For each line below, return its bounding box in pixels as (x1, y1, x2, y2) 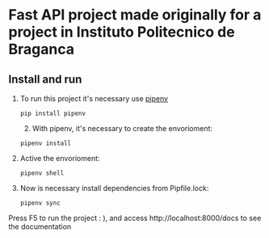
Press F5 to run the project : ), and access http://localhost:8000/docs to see (8, 213, 262, 223)
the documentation (8, 222, 72, 232)
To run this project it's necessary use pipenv (19, 94, 168, 103)
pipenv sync (19, 199, 61, 207)
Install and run (8, 72, 82, 86)
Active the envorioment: (19, 154, 100, 163)
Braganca (8, 40, 75, 58)
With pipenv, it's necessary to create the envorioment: (32, 124, 212, 133)
